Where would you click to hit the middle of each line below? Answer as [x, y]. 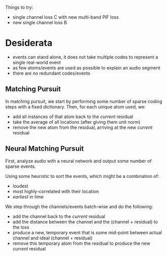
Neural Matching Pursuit [45, 149]
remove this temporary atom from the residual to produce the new [81, 243]
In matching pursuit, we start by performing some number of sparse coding [84, 101]
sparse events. [21, 166]
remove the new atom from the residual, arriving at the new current [82, 127]
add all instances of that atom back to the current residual [73, 117]
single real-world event [37, 62]
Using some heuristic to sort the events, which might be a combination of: [82, 176]
